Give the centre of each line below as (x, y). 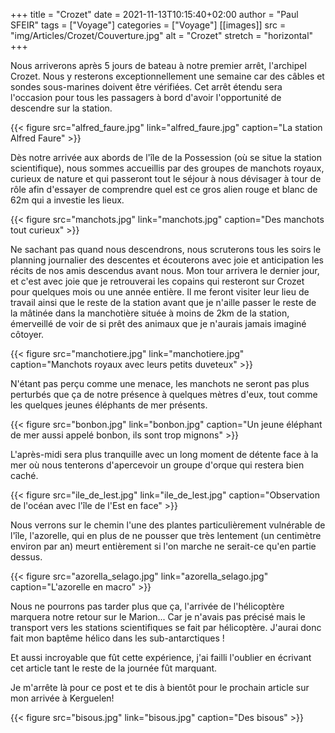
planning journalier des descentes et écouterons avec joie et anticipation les (167, 260)
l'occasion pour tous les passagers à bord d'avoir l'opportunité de (146, 97)
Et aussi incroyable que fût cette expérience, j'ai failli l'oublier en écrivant (161, 657)
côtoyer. (27, 334)
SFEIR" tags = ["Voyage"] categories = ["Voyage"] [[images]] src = (148, 25)
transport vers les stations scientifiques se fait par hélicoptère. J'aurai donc (166, 627)
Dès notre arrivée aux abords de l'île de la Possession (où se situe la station (166, 157)
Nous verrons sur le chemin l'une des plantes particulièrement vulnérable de (168, 525)
